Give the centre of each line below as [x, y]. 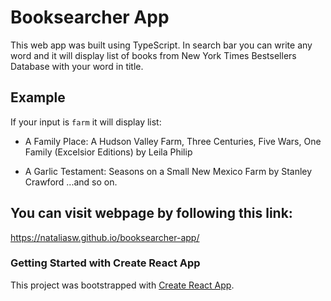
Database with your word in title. [77, 66]
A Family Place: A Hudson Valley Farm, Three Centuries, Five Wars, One [173, 141]
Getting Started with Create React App [105, 263]
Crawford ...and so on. [71, 182]
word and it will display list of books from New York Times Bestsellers [153, 55]
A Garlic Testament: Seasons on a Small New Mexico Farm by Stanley [168, 171]
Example [38, 97]
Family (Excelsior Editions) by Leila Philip [108, 152]
